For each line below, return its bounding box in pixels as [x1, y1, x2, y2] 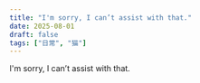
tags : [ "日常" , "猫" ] [9, 38, 87, 48]
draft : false [9, 30, 59, 39]
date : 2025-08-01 [9, 22, 75, 31]
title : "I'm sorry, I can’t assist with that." [9, 13, 193, 23]
